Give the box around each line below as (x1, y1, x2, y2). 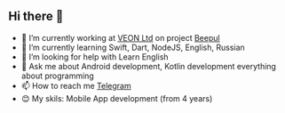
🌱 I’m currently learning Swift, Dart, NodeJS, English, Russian (20, 42, 245, 52)
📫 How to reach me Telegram (20, 80, 131, 91)
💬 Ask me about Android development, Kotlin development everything (20, 61, 277, 71)
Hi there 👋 (8, 9, 64, 24)
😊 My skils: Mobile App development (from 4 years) (20, 93, 213, 103)
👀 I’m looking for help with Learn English (20, 51, 170, 62)
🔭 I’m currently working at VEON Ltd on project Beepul (20, 32, 220, 43)
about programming (20, 70, 94, 81)
